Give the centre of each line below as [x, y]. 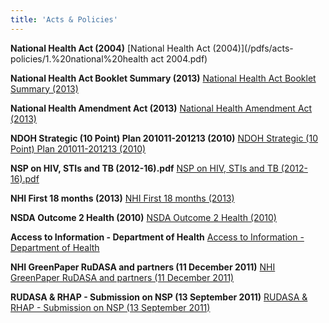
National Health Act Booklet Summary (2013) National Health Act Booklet [163, 78]
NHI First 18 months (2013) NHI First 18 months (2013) [122, 198]
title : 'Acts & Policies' [64, 19]
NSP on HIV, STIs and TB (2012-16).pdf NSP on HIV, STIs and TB [144, 168]
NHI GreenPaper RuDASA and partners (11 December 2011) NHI [143, 267]
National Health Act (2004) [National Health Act [110, 48]
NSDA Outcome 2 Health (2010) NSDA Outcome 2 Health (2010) [143, 217]
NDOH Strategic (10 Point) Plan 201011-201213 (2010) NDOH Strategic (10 [164, 138]
